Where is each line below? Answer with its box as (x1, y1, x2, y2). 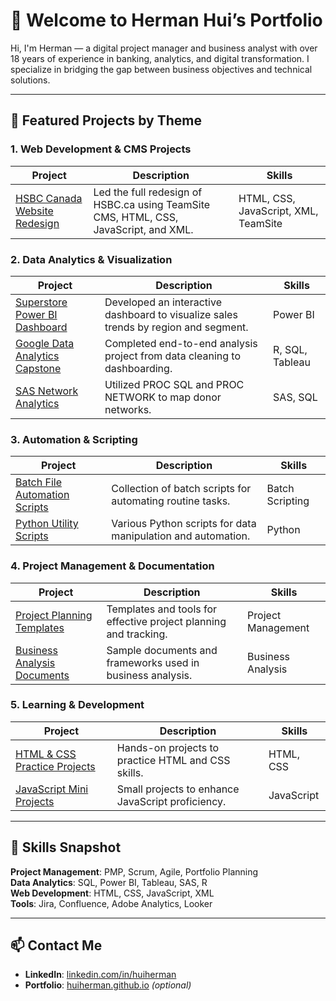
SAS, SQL (273, 390, 318, 404)
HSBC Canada (15, 191, 83, 205)
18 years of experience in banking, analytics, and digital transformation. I (10, 52, 310, 64)
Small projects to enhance (116, 782, 240, 796)
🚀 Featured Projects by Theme (10, 112, 203, 129)
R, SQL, (273, 342, 308, 356)
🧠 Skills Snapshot (10, 839, 122, 856)
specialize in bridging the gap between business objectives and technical (10, 63, 313, 75)
